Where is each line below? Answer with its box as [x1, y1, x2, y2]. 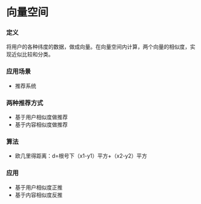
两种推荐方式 [6, 99, 44, 107]
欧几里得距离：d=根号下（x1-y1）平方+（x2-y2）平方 [14, 152, 148, 159]
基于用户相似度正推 [14, 184, 63, 191]
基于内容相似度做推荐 [14, 121, 68, 128]
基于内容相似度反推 [14, 191, 63, 199]
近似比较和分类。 [11, 51, 54, 58]
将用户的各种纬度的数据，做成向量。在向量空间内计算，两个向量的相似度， [6, 43, 190, 51]
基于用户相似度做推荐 [14, 114, 68, 121]
